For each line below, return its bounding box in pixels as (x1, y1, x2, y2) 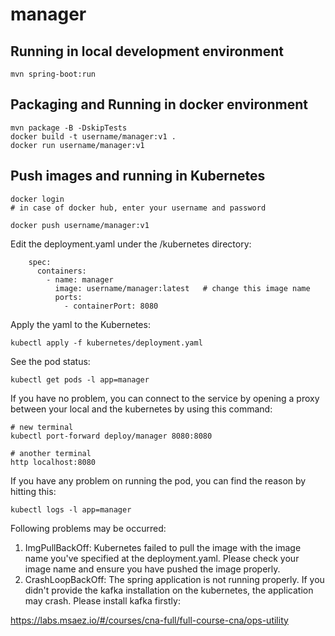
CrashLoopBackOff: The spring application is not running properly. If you (24, 573, 325, 585)
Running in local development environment (10, 43, 284, 60)
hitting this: (10, 485, 57, 497)
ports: (54, 292, 83, 302)
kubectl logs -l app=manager (10, 504, 132, 515)
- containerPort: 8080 (63, 301, 159, 311)
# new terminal (10, 422, 74, 432)
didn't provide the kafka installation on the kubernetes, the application (24, 584, 314, 596)
